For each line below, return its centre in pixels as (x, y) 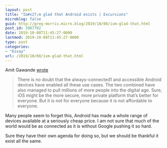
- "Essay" (15, 51)
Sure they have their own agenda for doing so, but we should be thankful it (82, 136)
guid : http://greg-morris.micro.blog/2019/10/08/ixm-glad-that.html (78, 24)
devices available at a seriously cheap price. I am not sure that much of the (82, 121)
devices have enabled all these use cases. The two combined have (86, 85)
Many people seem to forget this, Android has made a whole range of (77, 116)
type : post (16, 42)
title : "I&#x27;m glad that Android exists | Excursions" (67, 14)
